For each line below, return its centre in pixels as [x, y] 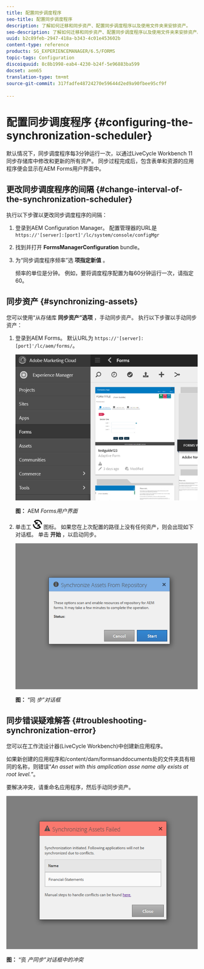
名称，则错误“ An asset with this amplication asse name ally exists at [103, 767]
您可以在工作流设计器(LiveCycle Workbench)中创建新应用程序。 [86, 746]
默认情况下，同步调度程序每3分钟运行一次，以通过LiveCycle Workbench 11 [100, 153]
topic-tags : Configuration [40, 58]
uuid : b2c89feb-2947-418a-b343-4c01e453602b [63, 39]
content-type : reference [38, 45]
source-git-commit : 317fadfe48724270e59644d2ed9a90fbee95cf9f [87, 83]
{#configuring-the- [143, 122]
